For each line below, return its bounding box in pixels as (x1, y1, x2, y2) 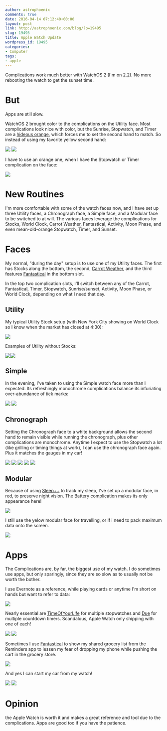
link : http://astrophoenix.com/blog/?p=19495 (5, 26, 101, 31)
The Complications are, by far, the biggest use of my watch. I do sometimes (5, 566, 161, 572)
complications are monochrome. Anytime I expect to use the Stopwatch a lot (5, 439, 162, 445)
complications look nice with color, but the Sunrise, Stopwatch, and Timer (5, 126, 157, 132)
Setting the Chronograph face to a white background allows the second (5, 429, 152, 435)
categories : (5, 44, 30, 49)
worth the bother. (5, 577, 41, 583)
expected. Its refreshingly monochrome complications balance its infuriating (5, 385, 162, 391)
